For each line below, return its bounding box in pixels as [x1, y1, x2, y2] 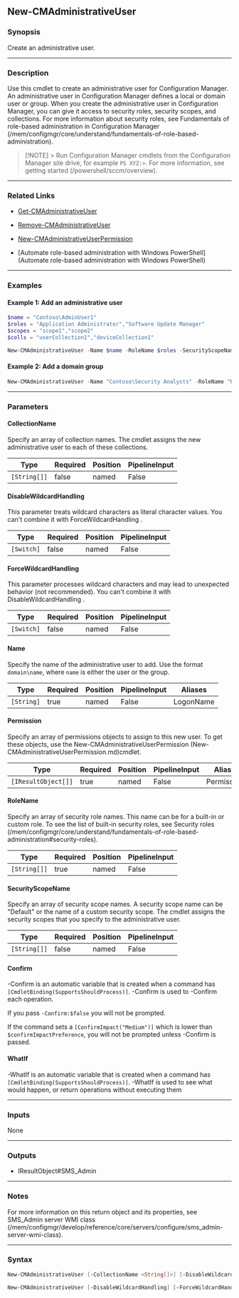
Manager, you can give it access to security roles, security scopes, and [7, 106, 216, 115]
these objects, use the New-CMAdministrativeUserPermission [7, 740, 189, 748]
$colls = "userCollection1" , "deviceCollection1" [7, 334, 154, 341]
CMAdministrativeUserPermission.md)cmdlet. [7, 748, 142, 756]
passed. [7, 1038, 31, 1047]
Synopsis [7, 27, 41, 37]
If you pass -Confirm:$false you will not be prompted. [7, 1009, 166, 1017]
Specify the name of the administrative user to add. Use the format [7, 660, 203, 668]
